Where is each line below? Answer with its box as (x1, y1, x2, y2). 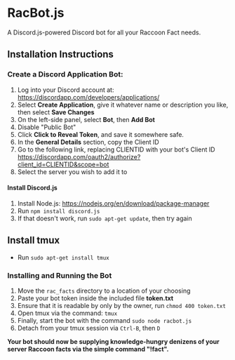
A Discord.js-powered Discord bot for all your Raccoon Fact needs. (7, 28, 201, 36)
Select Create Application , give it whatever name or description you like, (17, 100, 229, 109)
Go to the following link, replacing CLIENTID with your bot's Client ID (17, 145, 215, 154)
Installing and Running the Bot (7, 270, 112, 280)
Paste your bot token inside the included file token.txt (17, 293, 174, 302)
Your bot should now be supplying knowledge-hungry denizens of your (7, 337, 220, 345)
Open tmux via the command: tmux (17, 309, 118, 317)
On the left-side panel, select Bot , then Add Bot (17, 115, 156, 124)
